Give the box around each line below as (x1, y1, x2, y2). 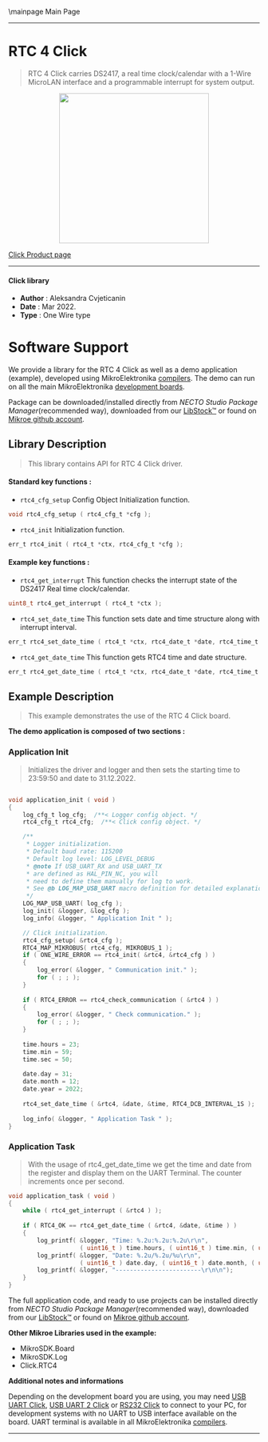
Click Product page (8, 250, 72, 259)
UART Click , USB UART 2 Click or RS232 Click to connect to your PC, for (8, 1400, 247, 1410)
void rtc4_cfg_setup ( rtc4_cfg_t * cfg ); (8, 511, 152, 519)
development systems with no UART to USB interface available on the (8, 1408, 238, 1419)
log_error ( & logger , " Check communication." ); (37, 1011, 202, 1019)
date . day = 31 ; (22, 1070, 73, 1079)
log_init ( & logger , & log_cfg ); (22, 907, 130, 915)
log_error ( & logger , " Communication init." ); (37, 966, 198, 975)
